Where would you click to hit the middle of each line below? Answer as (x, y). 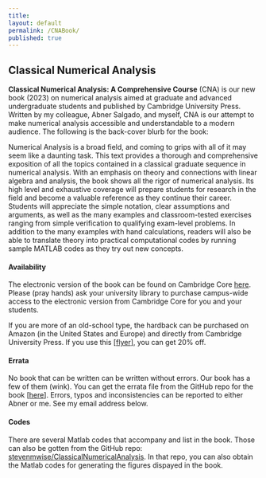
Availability (27, 267)
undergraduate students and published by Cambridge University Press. (125, 106)
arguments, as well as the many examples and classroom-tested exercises (130, 215)
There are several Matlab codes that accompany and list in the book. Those (132, 440)
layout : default (35, 23)
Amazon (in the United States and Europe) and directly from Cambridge (125, 334)
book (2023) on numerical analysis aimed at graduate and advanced (120, 98)
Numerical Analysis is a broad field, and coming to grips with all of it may (127, 147)
